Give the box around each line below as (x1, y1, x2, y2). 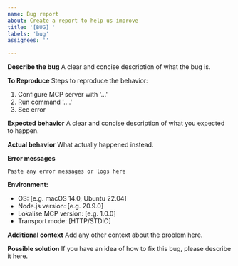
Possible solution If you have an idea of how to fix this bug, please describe (7, 245, 232, 253)
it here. (7, 252, 29, 260)
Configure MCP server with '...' (17, 90, 108, 99)
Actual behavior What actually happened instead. (7, 140, 154, 149)
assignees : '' (7, 37, 50, 44)
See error (17, 105, 46, 114)
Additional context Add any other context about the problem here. (7, 230, 203, 239)
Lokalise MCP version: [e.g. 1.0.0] (17, 209, 116, 218)
